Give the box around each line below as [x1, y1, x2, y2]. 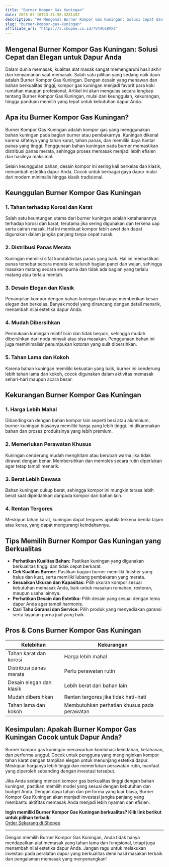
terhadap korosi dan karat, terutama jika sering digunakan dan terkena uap [5, 220, 160, 226]
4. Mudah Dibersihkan [5, 319, 60, 326]
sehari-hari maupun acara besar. [5, 376, 73, 382]
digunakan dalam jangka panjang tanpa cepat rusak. [5, 231, 114, 238]
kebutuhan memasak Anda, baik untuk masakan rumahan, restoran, [12, 585, 152, 591]
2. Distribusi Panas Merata [5, 244, 71, 251]
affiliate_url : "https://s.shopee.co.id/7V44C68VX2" [5, 26, 118, 31]
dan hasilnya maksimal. [5, 153, 54, 159]
